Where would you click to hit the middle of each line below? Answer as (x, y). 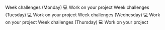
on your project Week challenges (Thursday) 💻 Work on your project (77, 22)
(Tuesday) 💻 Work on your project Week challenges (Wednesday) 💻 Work (83, 15)
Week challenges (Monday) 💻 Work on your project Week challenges (77, 7)
